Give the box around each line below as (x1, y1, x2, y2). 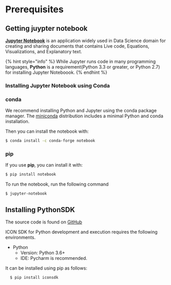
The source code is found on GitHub (5, 219, 82, 225)
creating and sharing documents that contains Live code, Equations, (5, 43, 150, 49)
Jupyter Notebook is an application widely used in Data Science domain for (5, 37, 166, 44)
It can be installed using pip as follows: (5, 265, 87, 271)
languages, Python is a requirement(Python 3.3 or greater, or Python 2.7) (5, 64, 160, 70)
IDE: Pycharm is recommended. (20, 255, 87, 261)
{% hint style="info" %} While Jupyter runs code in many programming (5, 58, 156, 65)
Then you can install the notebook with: (5, 128, 89, 134)
